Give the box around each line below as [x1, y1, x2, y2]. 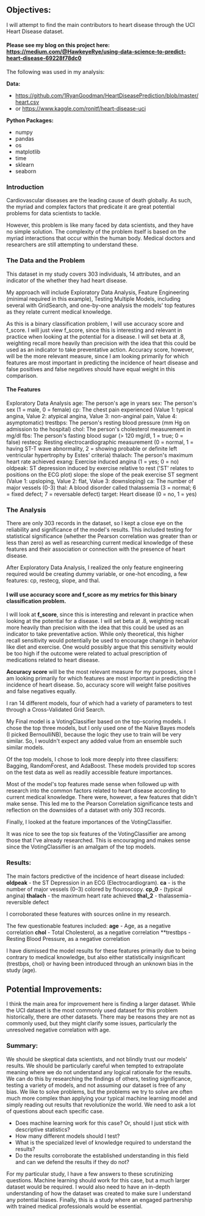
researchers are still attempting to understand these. [6, 241, 138, 248]
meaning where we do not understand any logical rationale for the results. [6, 1068, 192, 1075]
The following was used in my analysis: [6, 68, 105, 76]
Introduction [6, 183, 44, 191]
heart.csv [15, 98, 40, 106]
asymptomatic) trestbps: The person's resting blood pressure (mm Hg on [6, 419, 190, 426]
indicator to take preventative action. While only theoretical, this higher [6, 630, 184, 638]
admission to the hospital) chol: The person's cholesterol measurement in [6, 425, 191, 433]
